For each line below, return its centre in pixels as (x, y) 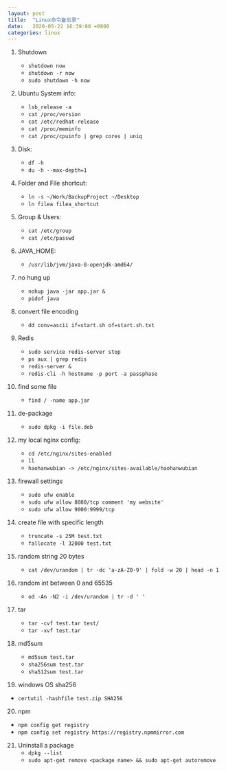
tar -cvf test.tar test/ (64, 624)
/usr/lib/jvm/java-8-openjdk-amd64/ (80, 265)
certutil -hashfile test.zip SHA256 (70, 699)
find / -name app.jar (59, 401)
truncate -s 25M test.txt (65, 537)
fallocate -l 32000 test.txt (70, 544)
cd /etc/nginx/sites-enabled (70, 454)
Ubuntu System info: (47, 93)
